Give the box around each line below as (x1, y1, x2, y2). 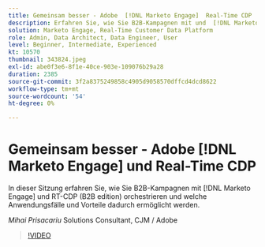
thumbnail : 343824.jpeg (8, 56, 87, 64)
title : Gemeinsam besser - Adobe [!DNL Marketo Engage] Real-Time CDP (8, 11, 252, 20)
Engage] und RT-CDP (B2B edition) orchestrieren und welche (8, 192, 207, 201)
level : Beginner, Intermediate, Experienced (8, 41, 157, 49)
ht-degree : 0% (8, 99, 55, 107)
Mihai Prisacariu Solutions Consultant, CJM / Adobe (8, 215, 178, 225)
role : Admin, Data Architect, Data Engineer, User (8, 33, 178, 42)
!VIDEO (27, 230, 51, 241)
